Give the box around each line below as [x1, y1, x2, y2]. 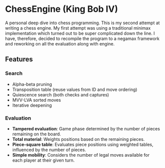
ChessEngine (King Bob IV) [5, 3, 118, 15]
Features [5, 55, 33, 64]
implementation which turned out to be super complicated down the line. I [5, 30, 155, 36]
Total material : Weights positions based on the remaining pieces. [12, 136, 145, 142]
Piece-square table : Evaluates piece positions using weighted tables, [12, 141, 154, 147]
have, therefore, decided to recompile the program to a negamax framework [5, 36, 160, 42]
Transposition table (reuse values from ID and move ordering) [12, 86, 137, 92]
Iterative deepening [12, 102, 52, 108]
